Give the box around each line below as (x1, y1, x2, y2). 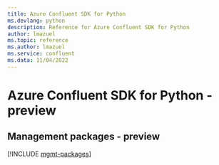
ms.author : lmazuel (7, 43, 66, 50)
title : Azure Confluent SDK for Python (7, 10, 126, 18)
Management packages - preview (7, 131, 161, 143)
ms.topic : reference (7, 37, 69, 44)
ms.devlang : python (7, 17, 66, 24)
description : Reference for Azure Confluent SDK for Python (7, 23, 190, 31)
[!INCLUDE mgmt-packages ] (7, 149, 91, 158)
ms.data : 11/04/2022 (7, 57, 69, 64)
